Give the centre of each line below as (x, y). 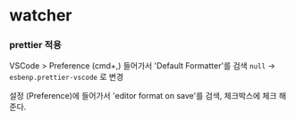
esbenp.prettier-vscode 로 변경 (67, 77)
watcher (41, 16)
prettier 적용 (35, 45)
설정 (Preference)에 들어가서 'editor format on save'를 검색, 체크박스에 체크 (143, 96)
